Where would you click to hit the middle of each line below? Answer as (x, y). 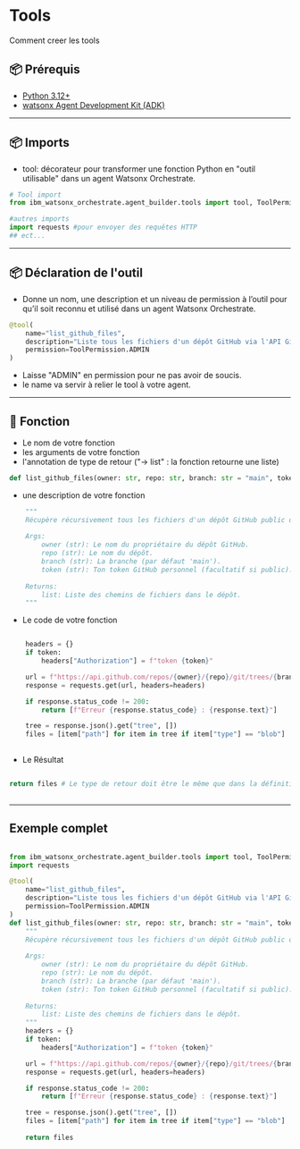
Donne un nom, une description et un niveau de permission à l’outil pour (154, 299)
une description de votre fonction (83, 495)
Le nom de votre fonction (69, 443)
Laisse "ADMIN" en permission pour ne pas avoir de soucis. (132, 376)
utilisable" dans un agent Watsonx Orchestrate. (109, 178)
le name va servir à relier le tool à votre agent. (107, 384)
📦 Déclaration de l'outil (76, 273)
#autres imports (39, 219)
